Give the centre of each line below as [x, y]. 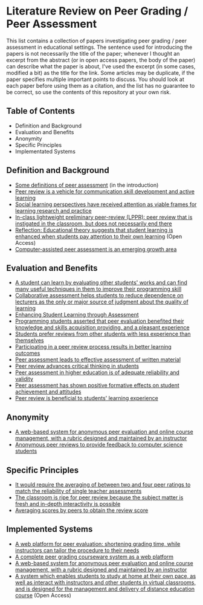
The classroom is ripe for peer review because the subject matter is [99, 497]
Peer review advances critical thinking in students [77, 366]
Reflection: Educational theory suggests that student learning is [94, 230]
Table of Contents [41, 111]
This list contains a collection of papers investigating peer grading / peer [97, 40]
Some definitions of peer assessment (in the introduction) [87, 185]
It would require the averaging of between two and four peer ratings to [103, 484]
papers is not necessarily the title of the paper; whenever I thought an [93, 53]
